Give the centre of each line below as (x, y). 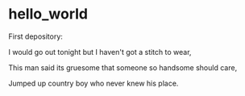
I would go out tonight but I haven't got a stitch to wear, (100, 52)
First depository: (35, 36)
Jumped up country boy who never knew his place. (93, 83)
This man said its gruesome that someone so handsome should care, (123, 67)
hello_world (48, 14)
